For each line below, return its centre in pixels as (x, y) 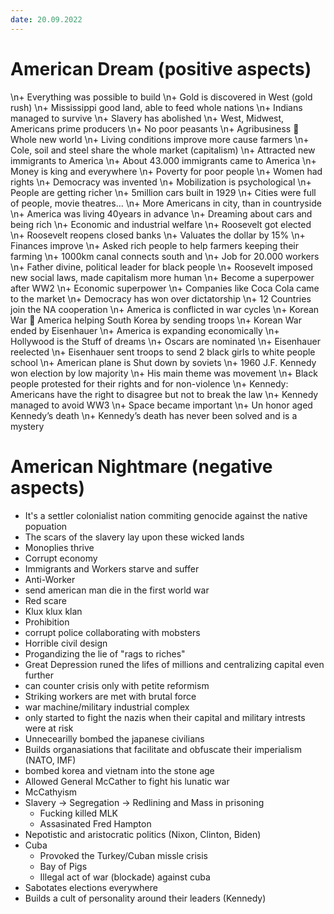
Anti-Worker (50, 579)
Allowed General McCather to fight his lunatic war (127, 781)
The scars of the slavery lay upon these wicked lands (134, 537)
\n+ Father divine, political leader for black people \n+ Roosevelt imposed (161, 267)
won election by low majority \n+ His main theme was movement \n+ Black (164, 373)
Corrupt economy (61, 558)
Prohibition (47, 622)
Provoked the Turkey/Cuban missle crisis (124, 855)
